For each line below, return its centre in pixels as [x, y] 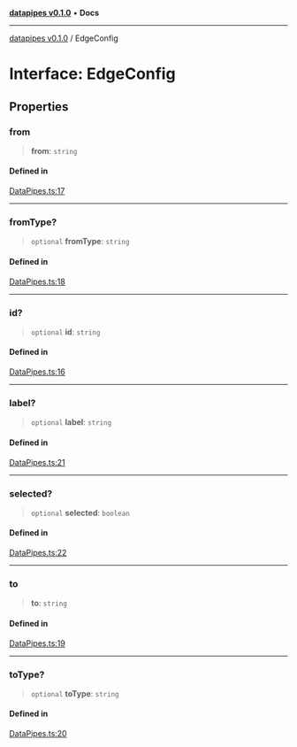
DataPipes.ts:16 [38, 372]
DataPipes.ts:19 [38, 643]
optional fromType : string [80, 242]
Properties [39, 107]
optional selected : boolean [80, 512]
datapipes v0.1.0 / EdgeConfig [64, 38]
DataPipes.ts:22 [38, 553]
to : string [49, 603]
